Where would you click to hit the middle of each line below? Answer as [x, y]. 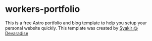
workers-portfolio [43, 9]
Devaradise [17, 33]
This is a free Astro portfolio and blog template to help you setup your [76, 23]
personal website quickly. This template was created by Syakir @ [71, 28]
